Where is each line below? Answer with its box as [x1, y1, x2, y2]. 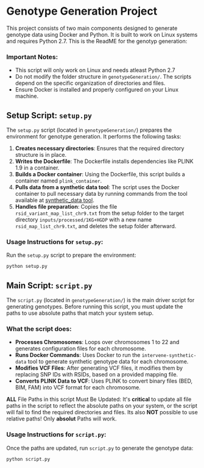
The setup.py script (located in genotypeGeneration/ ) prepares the [6, 126, 172, 134]
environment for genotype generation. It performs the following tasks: [6, 133, 181, 140]
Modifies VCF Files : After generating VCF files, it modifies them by [15, 364, 183, 372]
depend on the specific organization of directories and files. [15, 79, 166, 87]
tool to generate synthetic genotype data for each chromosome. [27, 358, 189, 365]
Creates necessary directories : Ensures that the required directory [15, 145, 185, 152]
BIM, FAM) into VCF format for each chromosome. [15, 384, 141, 391]
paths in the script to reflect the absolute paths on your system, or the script [6, 402, 198, 409]
